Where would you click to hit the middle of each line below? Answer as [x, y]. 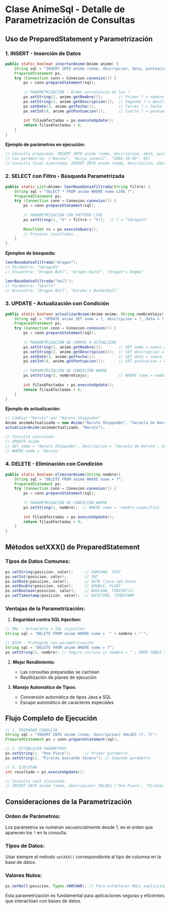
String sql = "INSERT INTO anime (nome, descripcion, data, [79, 69]
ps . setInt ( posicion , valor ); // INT [52, 577]
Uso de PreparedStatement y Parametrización [79, 39]
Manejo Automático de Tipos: [44, 687]
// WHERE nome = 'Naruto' [32, 451]
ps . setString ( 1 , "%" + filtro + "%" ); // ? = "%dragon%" [86, 220]
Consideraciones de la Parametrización [69, 802]
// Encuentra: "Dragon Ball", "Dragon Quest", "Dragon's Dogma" [74, 272]
